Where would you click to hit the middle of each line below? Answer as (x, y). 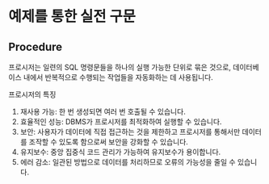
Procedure (36, 46)
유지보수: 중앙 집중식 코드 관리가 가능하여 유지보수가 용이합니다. (120, 152)
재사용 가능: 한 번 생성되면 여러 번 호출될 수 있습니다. (103, 111)
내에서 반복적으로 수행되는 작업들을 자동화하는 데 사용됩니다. (118, 77)
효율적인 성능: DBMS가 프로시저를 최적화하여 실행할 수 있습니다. (121, 121)
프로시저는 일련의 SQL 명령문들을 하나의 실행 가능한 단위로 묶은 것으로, (120, 67)
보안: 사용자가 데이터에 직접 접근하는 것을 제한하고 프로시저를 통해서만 (130, 132)
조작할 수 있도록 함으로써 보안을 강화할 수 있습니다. (108, 142)
